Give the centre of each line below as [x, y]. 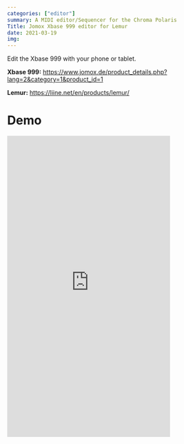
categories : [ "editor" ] [41, 13]
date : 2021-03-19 [32, 33]
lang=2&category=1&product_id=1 [55, 79]
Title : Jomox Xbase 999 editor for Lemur [68, 26]
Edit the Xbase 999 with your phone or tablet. [72, 59]
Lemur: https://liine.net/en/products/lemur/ [68, 93]
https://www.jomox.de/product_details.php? [105, 72]
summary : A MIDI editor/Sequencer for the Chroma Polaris [92, 20]
